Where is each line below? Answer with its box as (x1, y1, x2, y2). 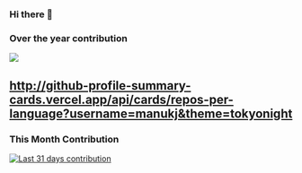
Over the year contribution (9, 31, 128, 44)
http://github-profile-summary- (9, 78, 191, 93)
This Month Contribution (9, 133, 120, 145)
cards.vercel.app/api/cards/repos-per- (9, 91, 234, 107)
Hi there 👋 (9, 8, 54, 21)
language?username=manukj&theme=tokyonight (9, 106, 293, 121)
